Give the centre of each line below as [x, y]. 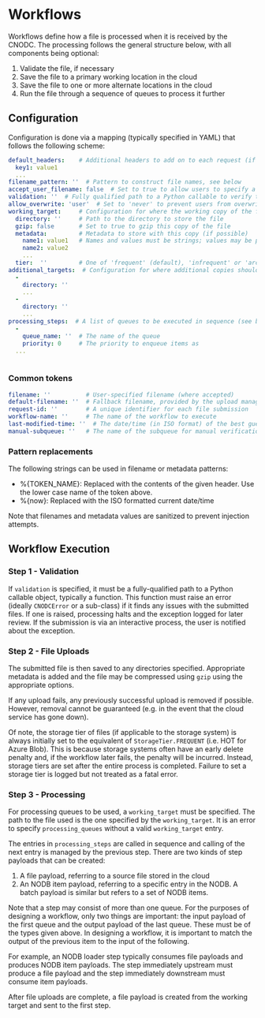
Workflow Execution [59, 549]
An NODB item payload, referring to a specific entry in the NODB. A [129, 884]
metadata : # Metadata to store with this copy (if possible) [132, 233]
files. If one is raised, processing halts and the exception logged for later [126, 613]
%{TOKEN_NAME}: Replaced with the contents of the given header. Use [137, 484]
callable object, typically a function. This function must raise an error [120, 597]
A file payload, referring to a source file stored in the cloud [115, 876]
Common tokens [41, 378]
